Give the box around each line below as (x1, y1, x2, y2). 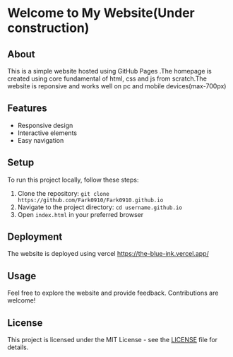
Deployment (7, 231, 63, 243)
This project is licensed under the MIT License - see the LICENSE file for (7, 336, 217, 344)
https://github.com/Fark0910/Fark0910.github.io (17, 197, 164, 204)
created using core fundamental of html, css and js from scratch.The (7, 74, 207, 83)
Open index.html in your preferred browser (17, 210, 143, 218)
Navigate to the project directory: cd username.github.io (17, 203, 182, 211)
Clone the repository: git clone (17, 189, 109, 197)
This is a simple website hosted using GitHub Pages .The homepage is (7, 67, 212, 75)
